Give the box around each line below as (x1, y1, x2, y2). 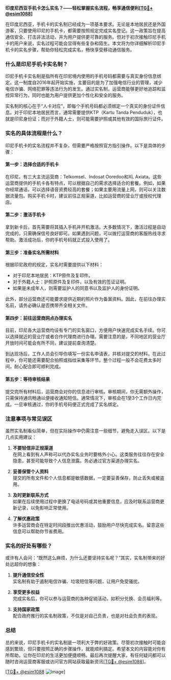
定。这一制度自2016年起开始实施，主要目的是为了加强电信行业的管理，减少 (5, 79, 163, 86)
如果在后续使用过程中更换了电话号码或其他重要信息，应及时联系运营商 (12, 498, 160, 504)
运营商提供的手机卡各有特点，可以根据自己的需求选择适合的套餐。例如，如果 (5, 180, 166, 186)
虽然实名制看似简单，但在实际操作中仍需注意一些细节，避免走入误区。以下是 (5, 427, 166, 433)
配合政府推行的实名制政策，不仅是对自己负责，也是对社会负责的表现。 (12, 613, 160, 619)
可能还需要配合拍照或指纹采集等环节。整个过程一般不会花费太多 (22, 357, 157, 363)
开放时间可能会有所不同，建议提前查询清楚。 (5, 340, 99, 346)
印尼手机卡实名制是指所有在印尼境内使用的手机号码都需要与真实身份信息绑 (5, 73, 161, 79)
